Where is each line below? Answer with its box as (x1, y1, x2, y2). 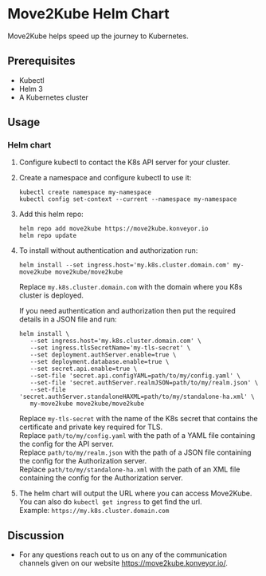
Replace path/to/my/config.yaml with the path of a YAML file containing (18, 431, 256, 440)
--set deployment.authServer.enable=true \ (29, 351, 177, 359)
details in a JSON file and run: (18, 314, 117, 324)
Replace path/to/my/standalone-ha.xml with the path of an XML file (18, 464, 241, 475)
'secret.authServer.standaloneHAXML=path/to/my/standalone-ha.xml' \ (18, 393, 256, 401)
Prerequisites (7, 54, 76, 68)
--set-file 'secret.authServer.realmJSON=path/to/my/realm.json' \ (29, 379, 259, 387)
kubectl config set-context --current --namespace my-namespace (18, 195, 237, 203)
